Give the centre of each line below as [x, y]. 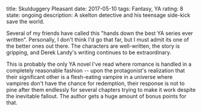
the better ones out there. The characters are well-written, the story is [93, 46]
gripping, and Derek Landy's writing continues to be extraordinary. [89, 52]
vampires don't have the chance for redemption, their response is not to [96, 83]
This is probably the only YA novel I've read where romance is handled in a [99, 64]
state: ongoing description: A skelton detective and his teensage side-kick [98, 15]
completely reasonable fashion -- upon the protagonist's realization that [96, 71]
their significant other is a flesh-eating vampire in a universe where [90, 77]
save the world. [25, 21]
